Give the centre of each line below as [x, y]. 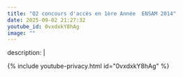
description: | [26, 53]
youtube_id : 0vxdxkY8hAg [43, 26]
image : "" [22, 33]
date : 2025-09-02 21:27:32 [46, 20]
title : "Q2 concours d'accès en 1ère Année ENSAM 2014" [92, 14]
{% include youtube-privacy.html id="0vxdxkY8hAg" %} [88, 66]
